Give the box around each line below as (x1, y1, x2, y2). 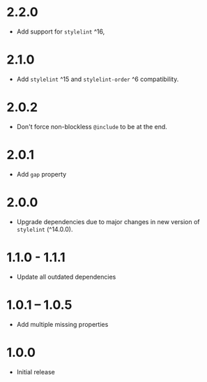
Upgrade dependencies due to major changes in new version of (16, 217, 200, 226)
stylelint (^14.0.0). (16, 225, 73, 233)
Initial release (16, 367, 55, 376)
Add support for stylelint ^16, (16, 27, 105, 36)
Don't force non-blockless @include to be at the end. (16, 122, 168, 131)
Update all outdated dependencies (16, 272, 116, 281)
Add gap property (16, 170, 67, 178)
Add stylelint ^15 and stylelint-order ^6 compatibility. (16, 75, 179, 83)
